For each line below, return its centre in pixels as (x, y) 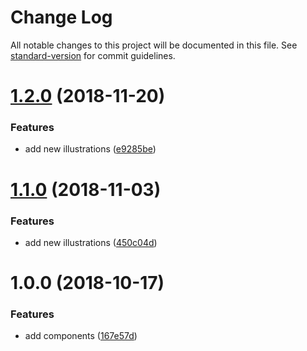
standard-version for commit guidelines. (93, 55)
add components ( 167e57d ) (81, 336)
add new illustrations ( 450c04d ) (91, 242)
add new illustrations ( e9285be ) (90, 149)
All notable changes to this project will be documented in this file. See (154, 45)
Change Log (61, 17)
